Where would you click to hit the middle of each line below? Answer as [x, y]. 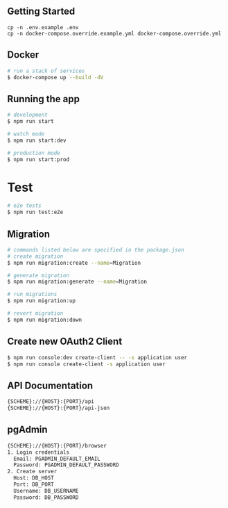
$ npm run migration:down [44, 320]
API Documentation [50, 385]
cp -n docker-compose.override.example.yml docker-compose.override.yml [114, 33]
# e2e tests [24, 206]
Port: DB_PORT [34, 484]
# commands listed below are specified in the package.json [96, 249]
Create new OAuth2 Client [65, 342]
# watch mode [26, 134]
